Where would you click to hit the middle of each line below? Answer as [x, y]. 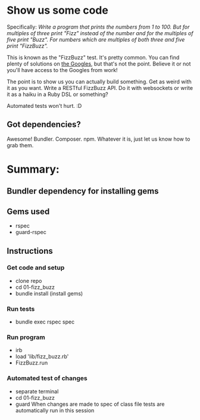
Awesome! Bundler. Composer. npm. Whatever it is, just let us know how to [99, 139]
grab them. [20, 145]
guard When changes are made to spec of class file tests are [90, 404]
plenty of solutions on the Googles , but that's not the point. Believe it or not [99, 64]
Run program [26, 337]
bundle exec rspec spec [45, 322]
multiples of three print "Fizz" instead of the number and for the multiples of [100, 33]
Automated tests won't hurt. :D [44, 105]
